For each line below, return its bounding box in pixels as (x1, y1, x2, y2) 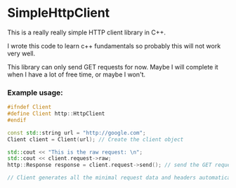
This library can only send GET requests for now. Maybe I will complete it (7, 62, 219, 71)
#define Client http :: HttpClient (7, 110, 105, 117)
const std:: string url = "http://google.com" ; (7, 129, 146, 136)
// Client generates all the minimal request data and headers (7, 174, 197, 182)
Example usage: (7, 88, 63, 98)
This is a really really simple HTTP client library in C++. (7, 28, 166, 36)
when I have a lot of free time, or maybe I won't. (7, 70, 146, 79)
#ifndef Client (7, 104, 52, 111)
